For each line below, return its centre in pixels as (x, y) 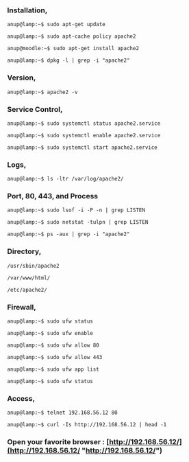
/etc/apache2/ (27, 290)
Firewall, (22, 307)
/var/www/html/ (29, 278)
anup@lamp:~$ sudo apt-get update (56, 25)
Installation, (27, 10)
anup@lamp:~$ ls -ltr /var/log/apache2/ (66, 179)
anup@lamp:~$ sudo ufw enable (50, 334)
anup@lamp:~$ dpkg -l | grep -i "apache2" (68, 60)
